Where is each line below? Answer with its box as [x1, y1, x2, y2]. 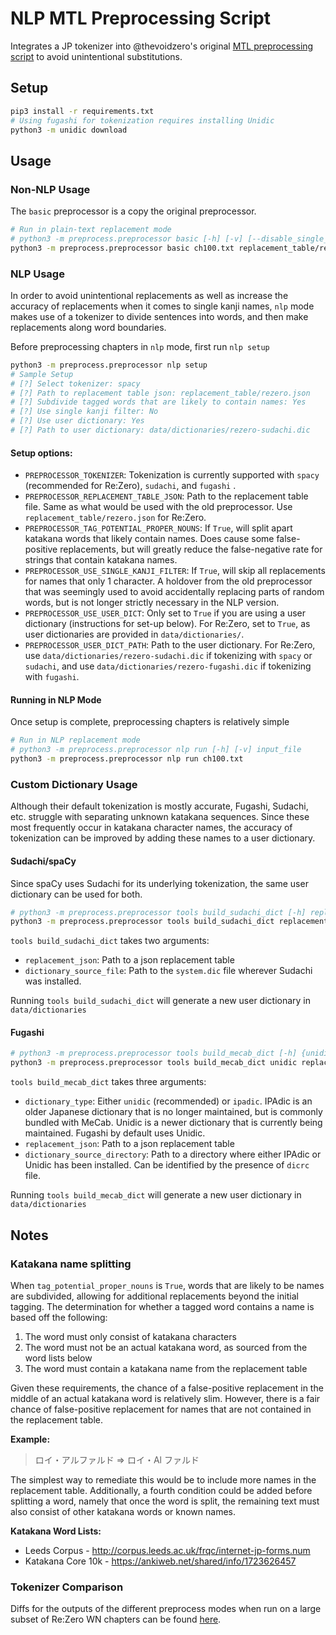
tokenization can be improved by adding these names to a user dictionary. [10, 832, 316, 844]
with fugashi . [24, 671, 80, 683]
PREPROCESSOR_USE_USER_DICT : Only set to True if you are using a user [24, 607, 307, 619]
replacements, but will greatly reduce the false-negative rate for [59, 543, 323, 556]
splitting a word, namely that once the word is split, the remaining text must [10, 1495, 320, 1507]
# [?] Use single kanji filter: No [10, 407, 159, 417]
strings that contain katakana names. [24, 554, 178, 566]
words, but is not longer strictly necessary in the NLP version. [24, 597, 280, 609]
